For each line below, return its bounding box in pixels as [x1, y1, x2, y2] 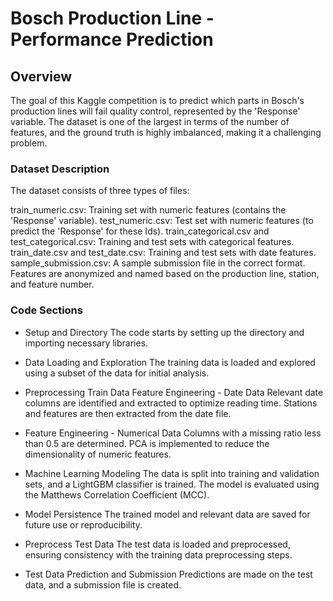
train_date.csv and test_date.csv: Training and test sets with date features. [10, 247, 317, 259]
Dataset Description [10, 162, 110, 176]
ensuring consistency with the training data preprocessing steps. [24, 548, 293, 561]
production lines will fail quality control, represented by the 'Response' [10, 105, 301, 117]
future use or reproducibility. [24, 518, 143, 531]
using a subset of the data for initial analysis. [24, 367, 210, 379]
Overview [10, 68, 73, 85]
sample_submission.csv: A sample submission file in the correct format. [10, 257, 306, 269]
